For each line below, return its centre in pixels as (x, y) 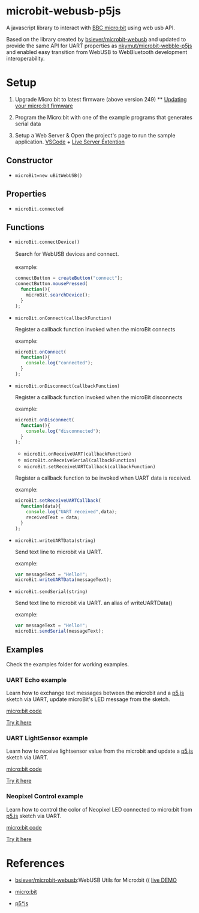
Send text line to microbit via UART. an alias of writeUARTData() (94, 603)
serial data (28, 124)
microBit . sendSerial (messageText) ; (59, 631)
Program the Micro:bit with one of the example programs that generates (104, 117)
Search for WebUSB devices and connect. (67, 254)
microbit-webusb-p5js (64, 11)
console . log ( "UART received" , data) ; (72, 512)
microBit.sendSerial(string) (51, 592)
